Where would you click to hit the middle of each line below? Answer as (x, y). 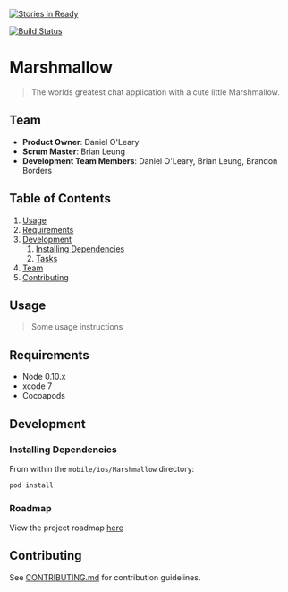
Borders (37, 170)
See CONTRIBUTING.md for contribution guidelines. (105, 577)
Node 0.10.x (44, 377)
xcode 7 (37, 386)
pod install (31, 485)
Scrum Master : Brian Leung (73, 151)
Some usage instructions (77, 327)
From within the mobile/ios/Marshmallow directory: (102, 468)
